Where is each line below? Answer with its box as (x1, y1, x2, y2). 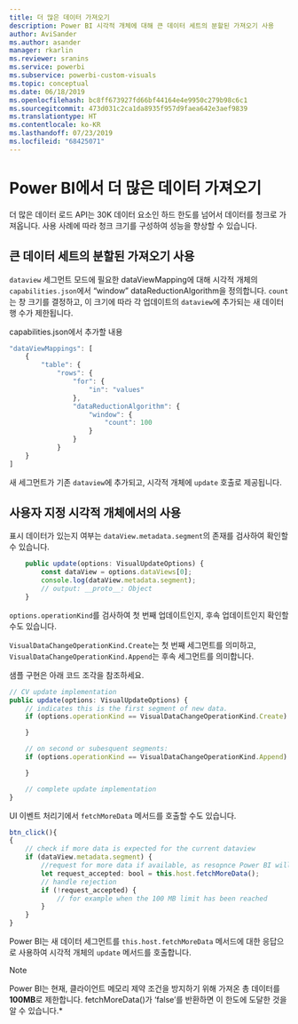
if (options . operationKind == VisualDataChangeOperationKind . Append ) (25, 753, 288, 762)
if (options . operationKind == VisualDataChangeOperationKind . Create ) (25, 712, 288, 721)
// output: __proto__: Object (41, 584, 153, 594)
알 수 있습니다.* (9, 1005, 64, 1016)
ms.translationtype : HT (9, 112, 98, 121)
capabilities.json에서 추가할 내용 (9, 326, 123, 337)
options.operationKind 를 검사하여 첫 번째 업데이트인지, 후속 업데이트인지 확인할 (9, 610, 289, 620)
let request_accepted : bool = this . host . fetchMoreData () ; (41, 868, 260, 878)
